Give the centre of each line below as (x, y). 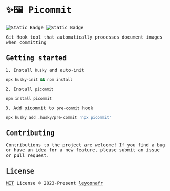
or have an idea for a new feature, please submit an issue (83, 150)
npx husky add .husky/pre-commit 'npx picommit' (59, 117)
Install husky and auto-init (49, 70)
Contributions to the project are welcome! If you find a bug (86, 145)
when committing (26, 42)
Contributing (30, 133)
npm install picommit (29, 98)
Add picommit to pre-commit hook (53, 108)
